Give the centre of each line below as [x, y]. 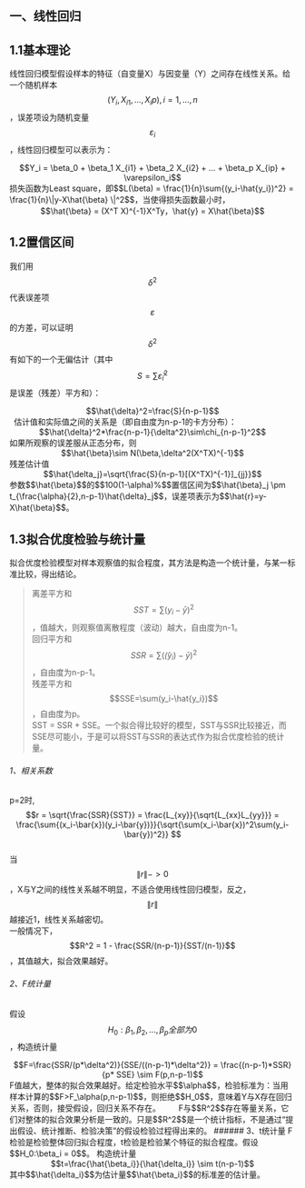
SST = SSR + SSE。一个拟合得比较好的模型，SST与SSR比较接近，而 [159, 725]
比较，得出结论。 [49, 574]
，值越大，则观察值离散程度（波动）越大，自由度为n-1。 [137, 627]
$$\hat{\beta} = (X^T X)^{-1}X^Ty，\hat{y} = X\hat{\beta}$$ [152, 211]
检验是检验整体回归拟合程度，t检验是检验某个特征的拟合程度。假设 [134, 1143]
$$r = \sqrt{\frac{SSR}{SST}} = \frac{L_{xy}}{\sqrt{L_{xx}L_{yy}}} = [152, 815]
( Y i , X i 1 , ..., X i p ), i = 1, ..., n [152, 101]
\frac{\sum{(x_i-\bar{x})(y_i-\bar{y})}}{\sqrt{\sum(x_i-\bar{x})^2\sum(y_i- [152, 824]
